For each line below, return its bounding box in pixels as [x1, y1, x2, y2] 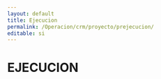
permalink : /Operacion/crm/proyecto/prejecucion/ [7, 23, 155, 30]
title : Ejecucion [7, 17, 58, 24]
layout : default [7, 10, 54, 17]
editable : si [7, 29, 45, 37]
